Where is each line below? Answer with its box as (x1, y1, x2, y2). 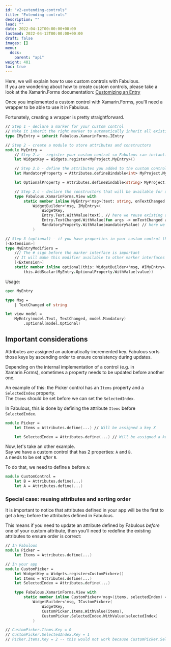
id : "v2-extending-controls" (5, 7, 67, 13)
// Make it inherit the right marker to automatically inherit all (5, 129, 152, 134)
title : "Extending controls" (5, 12, 67, 17)
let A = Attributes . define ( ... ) (14, 484, 83, 489)
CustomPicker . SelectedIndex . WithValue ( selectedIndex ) (41, 613, 158, 618)
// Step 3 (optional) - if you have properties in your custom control (5, 236, 160, 241)
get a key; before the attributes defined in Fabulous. (5, 513, 114, 519)
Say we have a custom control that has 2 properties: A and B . (5, 449, 132, 455)
